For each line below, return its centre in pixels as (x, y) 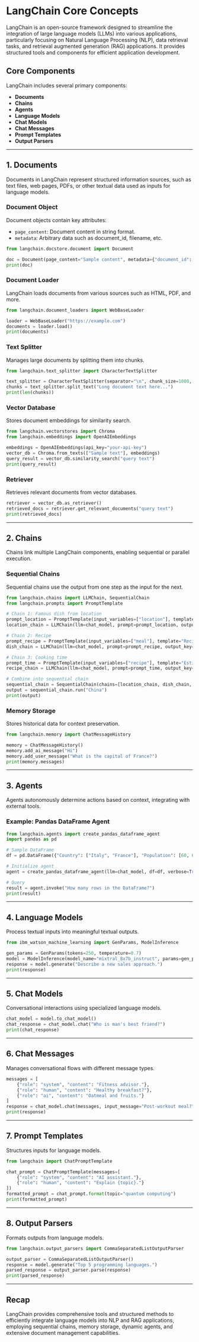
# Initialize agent (30, 866)
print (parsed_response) (36, 1276)
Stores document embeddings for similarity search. (69, 420)
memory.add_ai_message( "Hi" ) (42, 750)
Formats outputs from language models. (55, 1237)
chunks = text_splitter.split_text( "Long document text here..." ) (90, 387)
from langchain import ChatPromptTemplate (59, 1161)
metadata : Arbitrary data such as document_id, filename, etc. (89, 237)
